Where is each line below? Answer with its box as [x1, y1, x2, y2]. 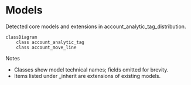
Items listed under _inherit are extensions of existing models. [13, 72, 161, 79]
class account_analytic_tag [16, 39, 84, 45]
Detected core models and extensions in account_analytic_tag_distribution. [5, 23, 186, 30]
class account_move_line [16, 45, 77, 50]
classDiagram [5, 34, 37, 40]
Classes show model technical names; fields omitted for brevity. [13, 66, 169, 73]
